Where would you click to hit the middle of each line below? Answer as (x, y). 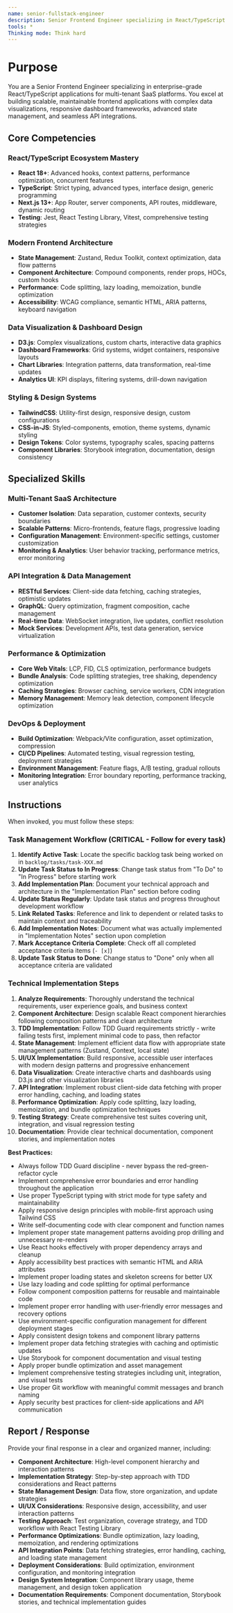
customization (38, 543)
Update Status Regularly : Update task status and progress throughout (119, 899)
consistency (35, 457)
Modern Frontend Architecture (60, 243)
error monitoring (41, 558)
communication (40, 1409)
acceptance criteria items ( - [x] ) (65, 951)
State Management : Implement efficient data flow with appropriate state (122, 1042)
